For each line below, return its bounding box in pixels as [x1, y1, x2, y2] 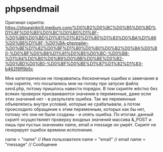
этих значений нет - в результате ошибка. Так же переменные [5, 96, 136, 101]
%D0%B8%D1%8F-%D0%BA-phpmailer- [5, 40, 89, 46]
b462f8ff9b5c [5, 66, 34, 71]
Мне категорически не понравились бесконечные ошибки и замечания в [5, 75, 159, 81]
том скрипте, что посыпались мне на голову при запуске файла [5, 80, 139, 86]
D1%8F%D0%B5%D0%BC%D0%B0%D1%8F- [5, 30, 99, 35]
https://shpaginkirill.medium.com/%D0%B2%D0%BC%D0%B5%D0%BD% [5, 24, 156, 30]
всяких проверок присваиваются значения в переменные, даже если [5, 91, 151, 97]
